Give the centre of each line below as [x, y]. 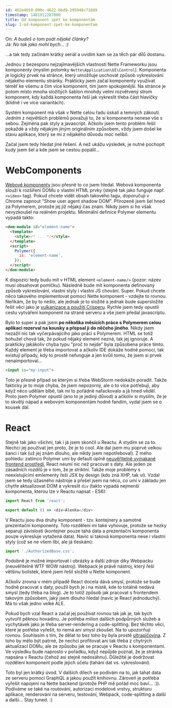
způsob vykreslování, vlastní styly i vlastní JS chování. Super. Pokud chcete [85, 290]
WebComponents [44, 171]
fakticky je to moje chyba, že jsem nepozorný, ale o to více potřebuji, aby [82, 385]
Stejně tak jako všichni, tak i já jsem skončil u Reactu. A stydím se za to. [81, 442]
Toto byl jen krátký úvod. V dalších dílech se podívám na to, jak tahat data [83, 673]
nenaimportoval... [24, 361]
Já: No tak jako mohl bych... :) [37, 45]
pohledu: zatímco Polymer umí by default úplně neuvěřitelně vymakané [81, 458]
